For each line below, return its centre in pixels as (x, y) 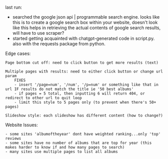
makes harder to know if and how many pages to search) (65, 147)
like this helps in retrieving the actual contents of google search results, (87, 28)
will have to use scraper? (38, 33)
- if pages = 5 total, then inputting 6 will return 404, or (79, 94)
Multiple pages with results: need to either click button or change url (84, 71)
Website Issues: (22, 125)
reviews (13, 138)
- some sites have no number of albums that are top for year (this (78, 143)
